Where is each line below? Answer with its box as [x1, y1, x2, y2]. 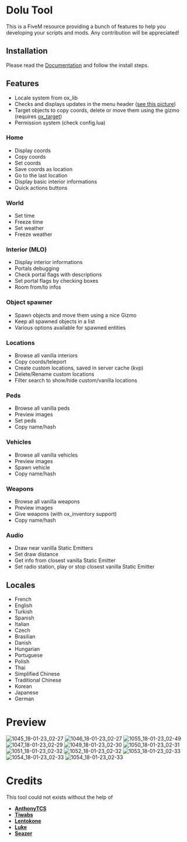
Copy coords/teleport [14, 358, 67, 365]
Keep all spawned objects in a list [14, 317, 95, 325]
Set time [14, 212, 35, 220]
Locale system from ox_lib [14, 94, 78, 101]
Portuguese [14, 652, 43, 659]
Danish [14, 639, 32, 646]
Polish [14, 658, 30, 665]
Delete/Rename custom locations [14, 371, 95, 378]
